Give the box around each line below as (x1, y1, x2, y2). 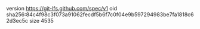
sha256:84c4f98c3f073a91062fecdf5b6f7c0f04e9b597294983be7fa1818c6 (6, 11, 194, 18)
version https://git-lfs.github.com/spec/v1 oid (6, 5, 118, 12)
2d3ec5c (6, 17, 29, 24)
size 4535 (29, 17, 54, 24)
